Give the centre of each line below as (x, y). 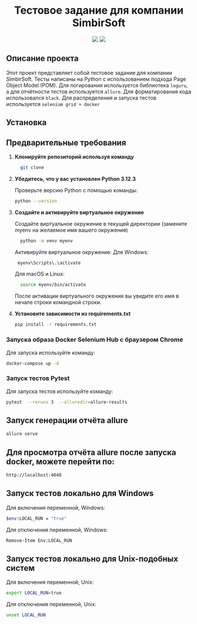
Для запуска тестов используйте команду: (60, 391)
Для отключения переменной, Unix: (51, 605)
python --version (36, 201)
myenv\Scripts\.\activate (49, 263)
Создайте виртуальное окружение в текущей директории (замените (101, 223)
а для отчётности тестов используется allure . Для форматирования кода (99, 91)
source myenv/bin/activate (53, 285)
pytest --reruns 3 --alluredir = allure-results (67, 402)
